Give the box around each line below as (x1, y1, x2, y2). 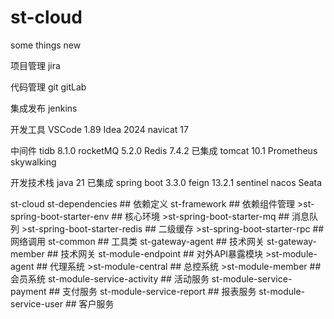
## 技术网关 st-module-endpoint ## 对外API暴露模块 (46, 247, 264, 260)
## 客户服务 (64, 297, 115, 310)
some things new (10, 39, 82, 51)
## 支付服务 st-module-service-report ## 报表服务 (48, 285, 257, 297)
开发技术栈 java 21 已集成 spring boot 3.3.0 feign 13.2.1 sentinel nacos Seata (10, 176, 323, 188)
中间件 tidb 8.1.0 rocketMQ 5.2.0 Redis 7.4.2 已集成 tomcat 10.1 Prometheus (10, 144, 318, 156)
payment (10, 285, 47, 297)
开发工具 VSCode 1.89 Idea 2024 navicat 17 (10, 123, 189, 135)
